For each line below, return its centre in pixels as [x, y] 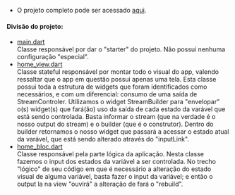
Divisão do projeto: [35, 26]
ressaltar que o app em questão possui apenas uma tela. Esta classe [116, 80]
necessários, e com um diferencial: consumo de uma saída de [107, 94]
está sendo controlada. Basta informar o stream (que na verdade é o [116, 117]
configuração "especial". [53, 57]
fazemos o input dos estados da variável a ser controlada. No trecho [116, 162]
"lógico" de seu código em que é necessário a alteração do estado [114, 169]
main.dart [31, 42]
